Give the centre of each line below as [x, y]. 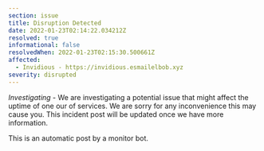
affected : [25, 60]
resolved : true [33, 38]
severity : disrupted [43, 75]
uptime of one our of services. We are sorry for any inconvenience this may [132, 106]
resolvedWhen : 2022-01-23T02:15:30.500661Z [82, 52]
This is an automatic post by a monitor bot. [79, 138]
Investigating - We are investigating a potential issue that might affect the [128, 97]
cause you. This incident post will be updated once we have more [116, 114]
